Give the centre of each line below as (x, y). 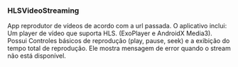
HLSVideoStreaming (43, 11)
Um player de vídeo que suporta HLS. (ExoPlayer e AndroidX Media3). (110, 33)
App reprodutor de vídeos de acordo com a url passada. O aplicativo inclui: (117, 26)
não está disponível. (37, 56)
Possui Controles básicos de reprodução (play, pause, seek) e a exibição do (119, 41)
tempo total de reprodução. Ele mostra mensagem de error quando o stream (119, 49)
